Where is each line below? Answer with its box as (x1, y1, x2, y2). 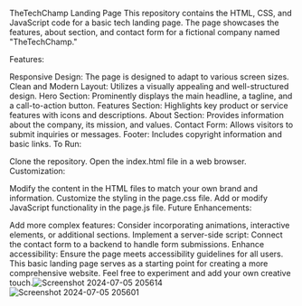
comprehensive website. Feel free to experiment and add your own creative (9, 268, 291, 278)
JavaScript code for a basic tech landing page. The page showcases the (9, 17, 279, 28)
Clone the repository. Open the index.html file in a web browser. (9, 156, 247, 166)
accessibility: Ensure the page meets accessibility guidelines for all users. (9, 248, 284, 259)
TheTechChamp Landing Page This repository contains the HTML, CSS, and (9, 8, 292, 18)
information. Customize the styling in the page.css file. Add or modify (9, 193, 269, 203)
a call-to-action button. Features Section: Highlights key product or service (9, 100, 288, 111)
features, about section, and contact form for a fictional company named (9, 27, 280, 37)
